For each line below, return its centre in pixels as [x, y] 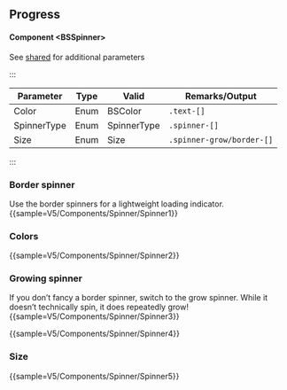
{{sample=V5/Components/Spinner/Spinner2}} [94, 255]
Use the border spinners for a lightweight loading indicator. [116, 204]
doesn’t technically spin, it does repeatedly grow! [99, 307]
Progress [35, 15]
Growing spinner [46, 278]
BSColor [124, 111]
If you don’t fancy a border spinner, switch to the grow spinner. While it [139, 298]
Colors [24, 236]
